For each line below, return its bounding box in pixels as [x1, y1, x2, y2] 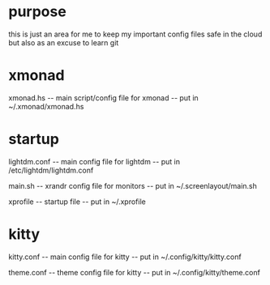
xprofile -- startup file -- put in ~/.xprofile [8, 197, 146, 206]
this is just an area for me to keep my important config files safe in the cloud [8, 29, 263, 39]
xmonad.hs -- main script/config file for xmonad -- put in [8, 92, 199, 103]
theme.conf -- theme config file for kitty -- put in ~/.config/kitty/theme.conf [8, 267, 261, 277]
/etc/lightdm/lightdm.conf [8, 165, 94, 175]
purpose [8, 2, 66, 21]
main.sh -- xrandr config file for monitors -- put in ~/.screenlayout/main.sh [8, 181, 258, 190]
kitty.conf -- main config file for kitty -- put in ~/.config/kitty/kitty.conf [8, 252, 242, 262]
